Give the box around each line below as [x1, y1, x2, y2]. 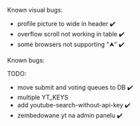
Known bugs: [7, 56, 45, 64]
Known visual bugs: [7, 6, 63, 14]
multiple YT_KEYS [17, 93, 69, 101]
